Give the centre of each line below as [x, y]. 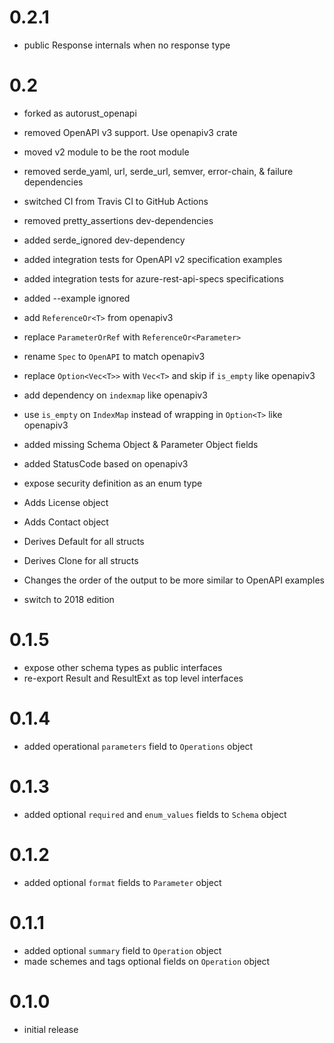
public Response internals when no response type [127, 45]
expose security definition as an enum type [113, 483]
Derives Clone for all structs [81, 560]
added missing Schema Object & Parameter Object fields [141, 444]
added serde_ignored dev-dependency [104, 240]
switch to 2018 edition [69, 599]
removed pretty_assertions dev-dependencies [118, 220]
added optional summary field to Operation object [122, 950]
